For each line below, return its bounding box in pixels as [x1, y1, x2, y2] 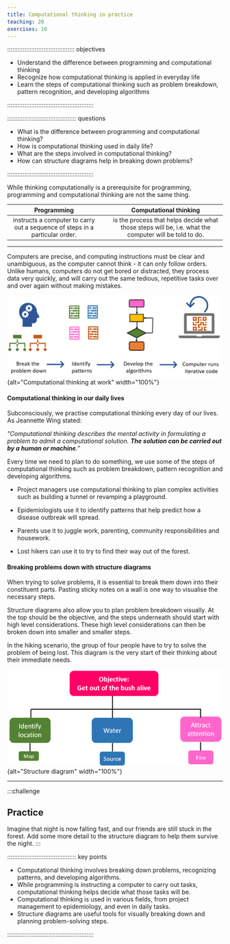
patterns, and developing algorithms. [16, 873, 121, 882]
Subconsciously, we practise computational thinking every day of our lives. [7, 409, 219, 417]
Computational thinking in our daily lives [7, 393, 125, 402]
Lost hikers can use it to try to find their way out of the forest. [16, 547, 190, 555]
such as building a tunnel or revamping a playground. [16, 493, 168, 501]
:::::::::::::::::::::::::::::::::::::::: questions [7, 114, 106, 123]
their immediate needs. [7, 656, 72, 664]
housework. [16, 534, 51, 542]
